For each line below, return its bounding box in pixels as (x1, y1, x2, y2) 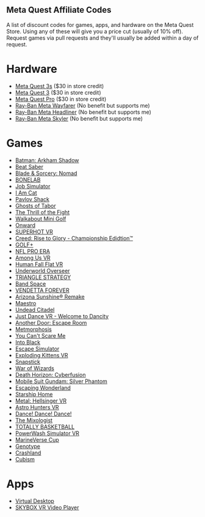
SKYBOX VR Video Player (15, 504, 79, 511)
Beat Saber (15, 163, 44, 170)
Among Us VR (15, 254, 51, 261)
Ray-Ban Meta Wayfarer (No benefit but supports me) (15, 102, 151, 109)
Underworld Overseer (15, 267, 70, 274)
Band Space (15, 280, 46, 287)
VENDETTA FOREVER (15, 286, 70, 294)
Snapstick (15, 358, 41, 365)
